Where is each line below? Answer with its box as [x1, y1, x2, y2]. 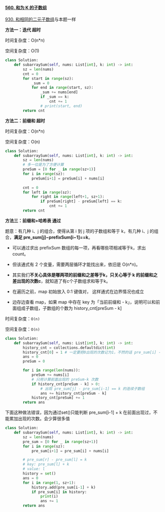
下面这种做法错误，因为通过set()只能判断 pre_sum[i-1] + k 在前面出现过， [5, 409, 154, 415]
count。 [12, 251, 29, 256]
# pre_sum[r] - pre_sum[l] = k [23, 457, 87, 462]
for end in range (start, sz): [31, 85, 94, 90]
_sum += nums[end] [40, 90, 78, 95]
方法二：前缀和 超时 [5, 117, 45, 123]
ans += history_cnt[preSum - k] [40, 391, 107, 396]
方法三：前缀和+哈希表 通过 [5, 218, 61, 223]
